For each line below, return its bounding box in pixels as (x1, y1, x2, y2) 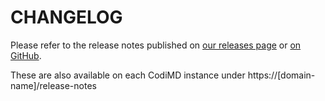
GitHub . (10, 49, 42, 61)
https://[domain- (247, 69, 316, 81)
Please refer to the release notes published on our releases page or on (10, 39, 302, 51)
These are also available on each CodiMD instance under (10, 69, 246, 81)
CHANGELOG (10, 6, 123, 29)
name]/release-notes (10, 79, 97, 91)
